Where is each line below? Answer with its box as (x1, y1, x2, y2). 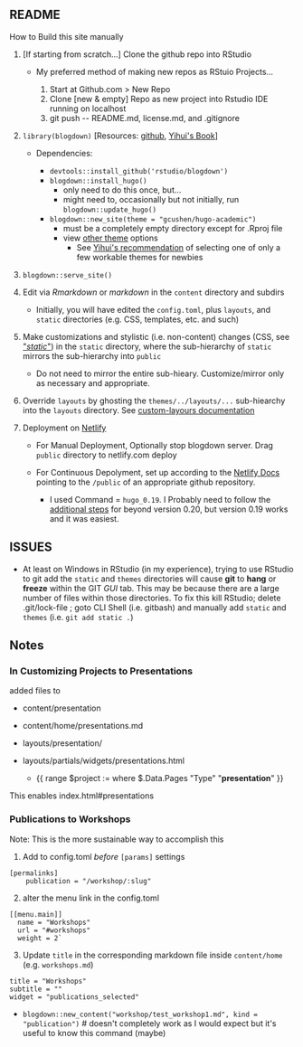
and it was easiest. (49, 513, 119, 523)
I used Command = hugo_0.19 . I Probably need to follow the (49, 494, 271, 505)
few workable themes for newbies (76, 251, 204, 262)
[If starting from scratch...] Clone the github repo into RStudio (22, 49, 251, 60)
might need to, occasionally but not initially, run (62, 193, 240, 204)
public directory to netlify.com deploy (35, 449, 178, 460)
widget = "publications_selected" (9, 992, 140, 1002)
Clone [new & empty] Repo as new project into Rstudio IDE (49, 93, 269, 104)
